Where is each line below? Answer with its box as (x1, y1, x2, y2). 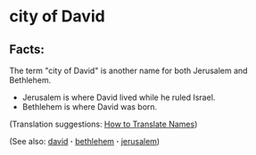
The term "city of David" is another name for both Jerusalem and (9, 65, 248, 76)
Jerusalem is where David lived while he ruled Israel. (21, 92, 216, 102)
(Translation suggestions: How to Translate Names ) (9, 118, 198, 129)
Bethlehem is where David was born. (21, 102, 158, 112)
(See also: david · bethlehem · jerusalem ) (9, 136, 161, 146)
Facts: (9, 42, 45, 57)
